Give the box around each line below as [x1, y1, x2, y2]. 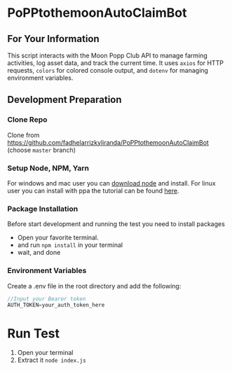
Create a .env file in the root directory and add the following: [7, 281, 182, 290]
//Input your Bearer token [7, 295, 86, 302]
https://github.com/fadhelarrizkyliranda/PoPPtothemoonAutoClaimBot [7, 138, 209, 146]
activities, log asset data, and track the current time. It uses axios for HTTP [7, 59, 224, 67]
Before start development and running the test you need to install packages [7, 220, 226, 228]
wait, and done [17, 248, 61, 257]
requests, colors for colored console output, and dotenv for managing [7, 66, 209, 74]
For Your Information [7, 33, 100, 45]
